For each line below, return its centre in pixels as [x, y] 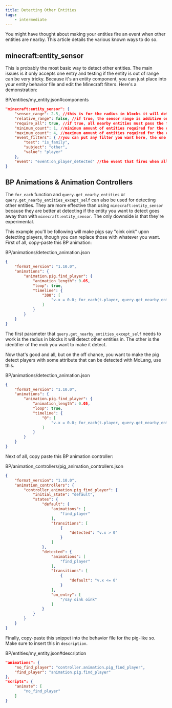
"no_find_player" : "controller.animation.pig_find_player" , [80, 667]
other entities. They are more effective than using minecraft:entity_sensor [84, 205]
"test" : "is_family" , [47, 142]
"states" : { [45, 499]
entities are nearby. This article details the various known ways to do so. [81, 39]
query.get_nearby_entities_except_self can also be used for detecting [81, 200]
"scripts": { [19, 682]
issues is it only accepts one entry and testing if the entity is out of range [82, 74]
